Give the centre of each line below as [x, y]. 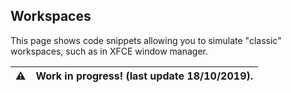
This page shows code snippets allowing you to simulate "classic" [146, 40]
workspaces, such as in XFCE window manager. [109, 51]
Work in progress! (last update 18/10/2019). [144, 76]
